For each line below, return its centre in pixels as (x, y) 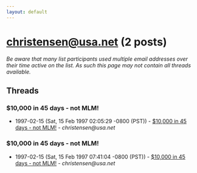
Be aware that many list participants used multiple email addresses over (97, 59)
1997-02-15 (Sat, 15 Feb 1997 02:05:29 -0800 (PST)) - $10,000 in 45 (101, 121)
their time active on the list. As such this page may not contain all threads (99, 65)
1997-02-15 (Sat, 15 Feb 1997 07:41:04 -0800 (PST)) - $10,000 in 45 (100, 157)
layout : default (27, 12)
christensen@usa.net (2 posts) (87, 42)
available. (19, 72)
